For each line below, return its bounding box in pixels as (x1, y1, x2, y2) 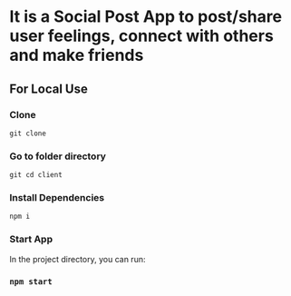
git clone (9, 129, 47, 138)
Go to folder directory (9, 150, 107, 163)
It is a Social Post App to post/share (9, 6, 283, 27)
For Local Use (9, 81, 88, 96)
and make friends (9, 45, 144, 65)
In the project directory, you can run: (9, 253, 146, 264)
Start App (9, 233, 53, 246)
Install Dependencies (9, 192, 105, 204)
